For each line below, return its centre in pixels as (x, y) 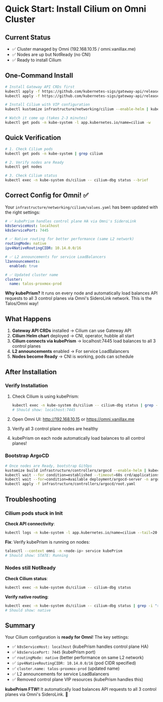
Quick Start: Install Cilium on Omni (76, 9)
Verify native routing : (27, 597)
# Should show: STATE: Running (37, 555)
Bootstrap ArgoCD (27, 456)
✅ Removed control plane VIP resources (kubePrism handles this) (78, 680)
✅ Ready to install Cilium (37, 60)
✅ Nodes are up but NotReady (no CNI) (51, 54)
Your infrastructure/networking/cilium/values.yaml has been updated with (81, 207)
